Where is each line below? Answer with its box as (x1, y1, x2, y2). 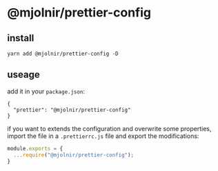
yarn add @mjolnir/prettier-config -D (7, 50, 119, 57)
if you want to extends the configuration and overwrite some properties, (7, 124, 212, 133)
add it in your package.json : (7, 87, 85, 95)
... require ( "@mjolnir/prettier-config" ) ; (13, 151, 135, 159)
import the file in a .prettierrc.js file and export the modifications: (7, 132, 199, 140)
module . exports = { (7, 145, 63, 152)
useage (7, 69, 40, 80)
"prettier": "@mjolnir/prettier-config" (13, 106, 131, 113)
